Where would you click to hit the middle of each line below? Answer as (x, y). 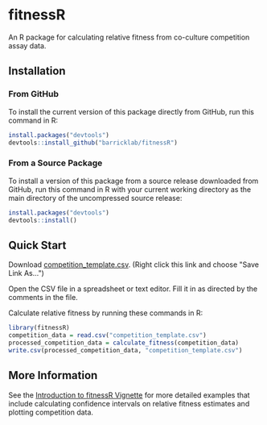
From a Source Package (55, 163)
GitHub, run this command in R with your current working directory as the (130, 189)
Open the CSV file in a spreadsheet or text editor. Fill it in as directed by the (133, 289)
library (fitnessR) (39, 328)
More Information (53, 375)
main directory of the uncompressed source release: (95, 198)
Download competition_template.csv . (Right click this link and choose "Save (134, 265)
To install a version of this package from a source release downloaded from (133, 181)
